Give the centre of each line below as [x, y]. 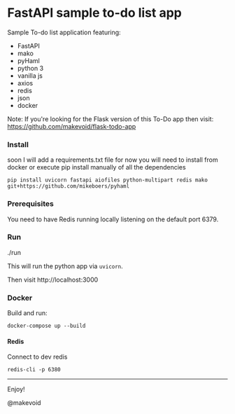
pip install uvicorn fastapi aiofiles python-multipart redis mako [108, 180]
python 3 [30, 68]
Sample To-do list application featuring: [64, 32]
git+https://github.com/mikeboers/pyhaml [69, 186]
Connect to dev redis [37, 357]
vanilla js [30, 76]
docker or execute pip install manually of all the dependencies [97, 167]
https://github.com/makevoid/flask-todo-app [72, 126]
